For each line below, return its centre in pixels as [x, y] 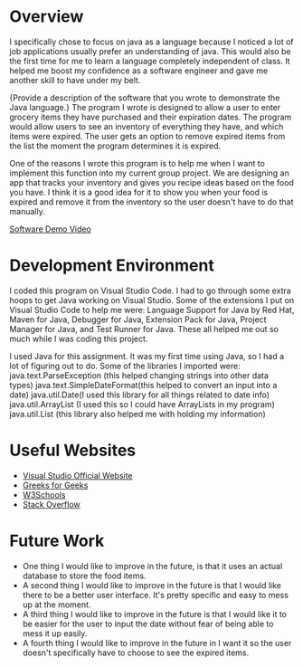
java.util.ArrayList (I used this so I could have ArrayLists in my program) [142, 404]
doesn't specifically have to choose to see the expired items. [136, 653]
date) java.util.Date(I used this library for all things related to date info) [139, 395]
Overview [47, 17]
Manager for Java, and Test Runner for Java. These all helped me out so [144, 329]
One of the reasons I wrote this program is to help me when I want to [137, 163]
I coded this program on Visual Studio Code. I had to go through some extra [150, 291]
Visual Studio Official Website [77, 475]
